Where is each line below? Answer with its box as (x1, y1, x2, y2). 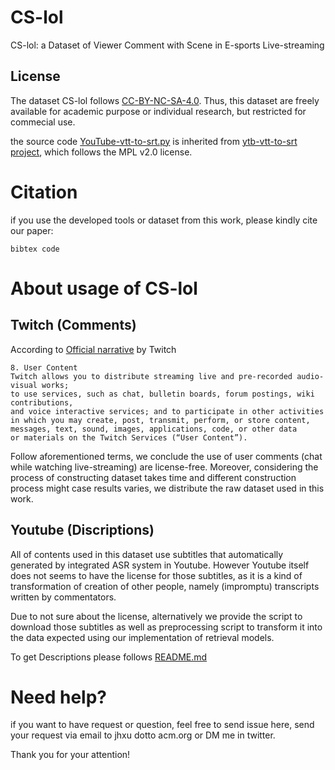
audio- (296, 371, 325, 381)
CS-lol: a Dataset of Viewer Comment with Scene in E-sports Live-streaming (10, 39, 325, 51)
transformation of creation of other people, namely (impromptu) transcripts (10, 580, 320, 592)
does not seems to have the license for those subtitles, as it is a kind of (10, 569, 303, 581)
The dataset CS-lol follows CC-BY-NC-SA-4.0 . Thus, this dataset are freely (10, 94, 320, 106)
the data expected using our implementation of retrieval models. (10, 631, 275, 643)
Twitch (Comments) (10, 317, 137, 334)
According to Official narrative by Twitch (10, 343, 177, 355)
